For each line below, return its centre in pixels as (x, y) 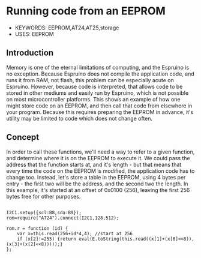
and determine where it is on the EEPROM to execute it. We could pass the (98, 158)
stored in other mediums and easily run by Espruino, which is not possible (97, 93)
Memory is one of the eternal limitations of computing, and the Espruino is (98, 67)
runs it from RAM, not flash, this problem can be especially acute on (90, 80)
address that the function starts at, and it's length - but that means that (94, 164)
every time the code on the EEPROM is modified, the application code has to (100, 171)
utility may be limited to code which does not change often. (79, 118)
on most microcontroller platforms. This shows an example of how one (93, 99)
